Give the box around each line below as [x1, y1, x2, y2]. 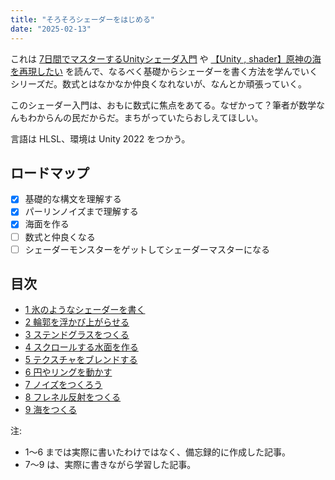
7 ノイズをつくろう [24, 379, 103, 391]
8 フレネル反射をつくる [24, 391, 122, 403]
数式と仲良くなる [24, 231, 96, 243]
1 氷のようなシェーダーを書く [24, 304, 146, 316]
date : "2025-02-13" [10, 24, 92, 34]
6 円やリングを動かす [24, 366, 113, 378]
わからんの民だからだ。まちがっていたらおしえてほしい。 [27, 111, 264, 123]
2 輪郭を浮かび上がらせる [24, 316, 130, 328]
